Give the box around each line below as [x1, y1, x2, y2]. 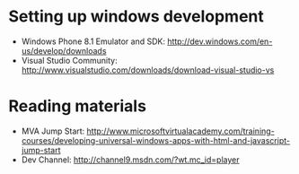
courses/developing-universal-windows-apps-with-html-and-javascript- [21, 135, 291, 145]
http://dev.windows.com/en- [166, 36, 273, 47]
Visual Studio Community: [21, 55, 118, 65]
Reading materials [8, 96, 147, 117]
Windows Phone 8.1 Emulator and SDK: [21, 36, 165, 47]
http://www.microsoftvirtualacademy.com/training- [86, 126, 275, 136]
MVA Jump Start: [21, 126, 85, 136]
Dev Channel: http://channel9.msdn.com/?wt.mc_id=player [21, 154, 240, 165]
